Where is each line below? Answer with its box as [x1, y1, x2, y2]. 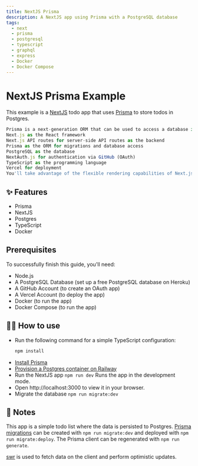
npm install [14, 348, 44, 354]
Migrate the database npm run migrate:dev [14, 390, 119, 397]
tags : [6, 20, 19, 25]
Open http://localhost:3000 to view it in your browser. [14, 384, 146, 391]
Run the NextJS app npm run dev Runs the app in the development [14, 371, 176, 378]
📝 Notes [6, 407, 36, 417]
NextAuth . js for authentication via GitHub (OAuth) [6, 154, 136, 160]
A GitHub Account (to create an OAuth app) [14, 285, 120, 292]
